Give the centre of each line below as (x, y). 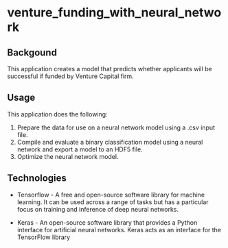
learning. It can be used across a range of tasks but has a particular (113, 202)
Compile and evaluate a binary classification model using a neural (110, 142)
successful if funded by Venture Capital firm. (70, 76)
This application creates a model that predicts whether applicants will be (110, 69)
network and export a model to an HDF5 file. (80, 149)
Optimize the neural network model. (68, 156)
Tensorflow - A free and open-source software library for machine (111, 195)
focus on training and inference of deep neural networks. (98, 209)
